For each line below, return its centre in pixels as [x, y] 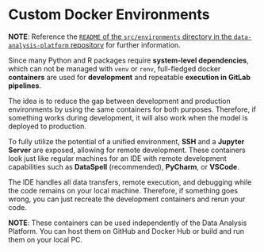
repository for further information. [125, 44]
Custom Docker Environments [109, 15]
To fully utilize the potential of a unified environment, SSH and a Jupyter [126, 141]
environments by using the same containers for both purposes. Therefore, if [132, 109]
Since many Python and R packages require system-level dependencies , [129, 60]
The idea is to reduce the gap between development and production [120, 101]
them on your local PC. [46, 239]
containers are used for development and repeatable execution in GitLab [130, 77]
